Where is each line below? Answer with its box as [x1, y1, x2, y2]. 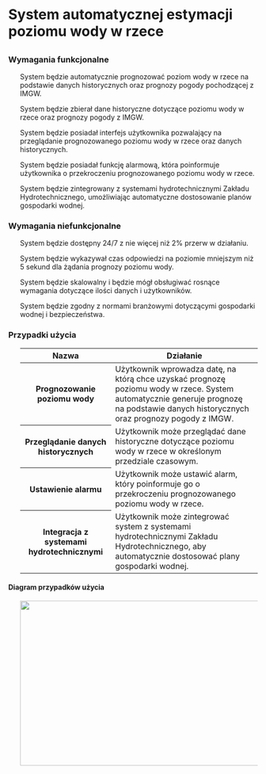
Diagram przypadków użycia [8, 582, 104, 592]
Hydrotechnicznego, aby [114, 540, 207, 551]
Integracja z [42, 526, 89, 537]
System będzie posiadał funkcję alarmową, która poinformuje [19, 160, 220, 170]
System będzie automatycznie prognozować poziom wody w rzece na [19, 71, 249, 81]
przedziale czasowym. [114, 456, 199, 467]
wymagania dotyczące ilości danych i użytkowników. [19, 286, 192, 295]
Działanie [166, 350, 203, 361]
